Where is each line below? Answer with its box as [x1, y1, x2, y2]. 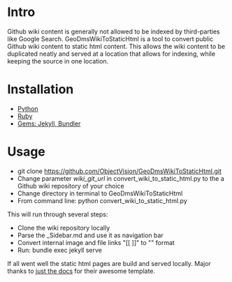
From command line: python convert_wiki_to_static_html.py [17, 196, 187, 205]
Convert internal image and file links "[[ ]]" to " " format [17, 238, 175, 246]
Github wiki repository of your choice [17, 181, 124, 190]
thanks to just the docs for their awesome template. [7, 267, 156, 275]
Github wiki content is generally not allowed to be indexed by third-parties [7, 27, 220, 36]
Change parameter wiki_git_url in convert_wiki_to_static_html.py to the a [17, 174, 225, 182]
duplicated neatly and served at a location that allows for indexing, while [7, 50, 215, 58]
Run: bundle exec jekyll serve [17, 246, 103, 254]
